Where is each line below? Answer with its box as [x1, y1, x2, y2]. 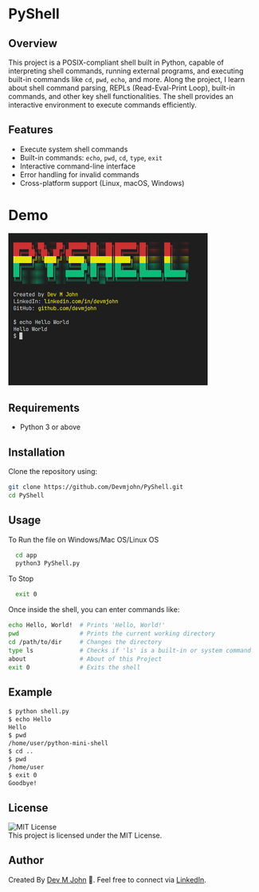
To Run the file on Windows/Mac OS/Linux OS [8, 535, 159, 544]
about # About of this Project [8, 655, 162, 663]
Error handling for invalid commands [19, 169, 139, 180]
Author [8, 854, 44, 867]
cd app [15, 551, 37, 559]
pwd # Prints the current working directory [8, 630, 216, 638]
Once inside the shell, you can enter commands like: [8, 605, 180, 614]
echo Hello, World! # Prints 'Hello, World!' [8, 622, 166, 630]
